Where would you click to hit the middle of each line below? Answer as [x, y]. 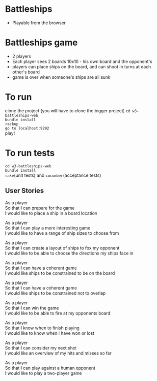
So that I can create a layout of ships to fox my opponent [62, 248]
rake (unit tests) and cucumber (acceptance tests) [53, 175]
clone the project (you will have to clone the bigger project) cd [68, 111]
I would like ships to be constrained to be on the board [60, 273]
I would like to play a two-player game [44, 373]
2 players [22, 56]
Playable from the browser [39, 23]
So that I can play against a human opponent [50, 368]
